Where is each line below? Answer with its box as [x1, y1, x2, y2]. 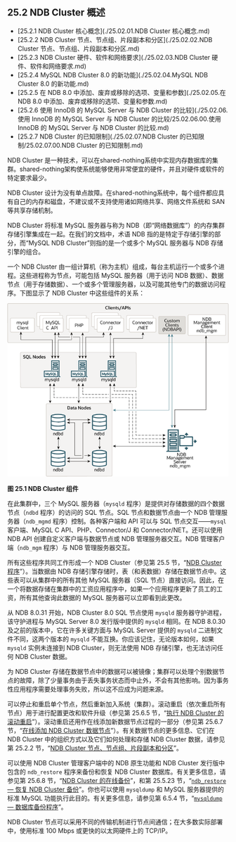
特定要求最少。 [7, 173, 51, 181]
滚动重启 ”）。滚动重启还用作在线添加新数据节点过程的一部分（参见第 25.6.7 [7, 717, 223, 726]
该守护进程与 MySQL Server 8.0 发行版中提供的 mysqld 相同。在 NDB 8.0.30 [7, 617, 226, 625]
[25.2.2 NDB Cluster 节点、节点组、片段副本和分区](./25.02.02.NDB [17, 35, 213, 44]
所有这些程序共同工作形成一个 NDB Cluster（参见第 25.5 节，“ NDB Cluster [7, 558, 223, 566]
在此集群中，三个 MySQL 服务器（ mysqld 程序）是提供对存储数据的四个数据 [7, 499, 225, 508]
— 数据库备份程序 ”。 [7, 803, 68, 811]
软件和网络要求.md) [29, 62, 86, 70]
